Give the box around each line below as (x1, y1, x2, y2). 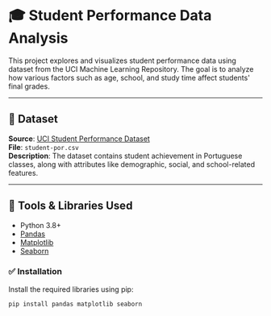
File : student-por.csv (8, 142, 79, 152)
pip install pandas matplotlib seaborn (8, 300, 143, 308)
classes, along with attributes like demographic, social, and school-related (8, 159, 256, 169)
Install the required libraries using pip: (8, 284, 134, 294)
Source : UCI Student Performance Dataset (8, 134, 151, 143)
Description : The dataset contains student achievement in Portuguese (8, 151, 243, 160)
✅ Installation (8, 266, 63, 277)
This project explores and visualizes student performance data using (8, 56, 236, 65)
